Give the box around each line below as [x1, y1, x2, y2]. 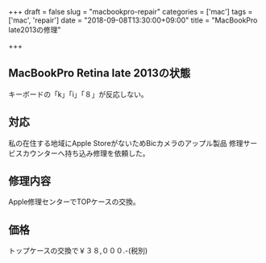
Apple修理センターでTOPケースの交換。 [8, 197, 141, 207]
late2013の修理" [8, 25, 62, 35]
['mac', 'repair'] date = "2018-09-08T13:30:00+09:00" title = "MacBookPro [8, 15, 258, 25]
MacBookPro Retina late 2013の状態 [8, 66, 191, 80]
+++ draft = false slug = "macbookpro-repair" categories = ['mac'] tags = [8, 7, 253, 16]
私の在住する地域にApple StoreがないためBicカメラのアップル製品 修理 [8, 138, 243, 148]
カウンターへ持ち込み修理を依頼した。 [22, 148, 150, 158]
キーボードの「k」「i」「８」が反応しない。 [8, 89, 149, 99]
